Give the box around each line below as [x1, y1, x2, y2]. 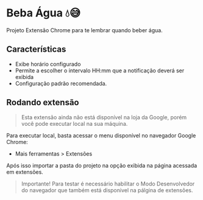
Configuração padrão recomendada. [15, 80, 107, 87]
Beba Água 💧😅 [6, 6, 81, 20]
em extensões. [6, 168, 44, 176]
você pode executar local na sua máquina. [21, 120, 128, 127]
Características [6, 44, 66, 55]
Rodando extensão [6, 97, 79, 108]
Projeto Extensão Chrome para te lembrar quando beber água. [6, 26, 163, 33]
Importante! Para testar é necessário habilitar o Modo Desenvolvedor [21, 180, 195, 187]
